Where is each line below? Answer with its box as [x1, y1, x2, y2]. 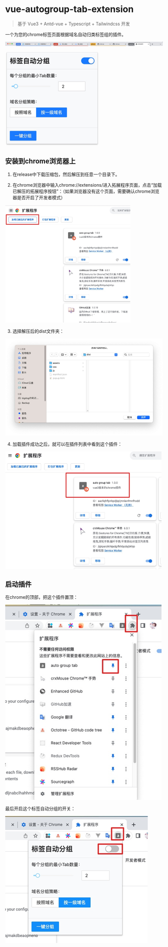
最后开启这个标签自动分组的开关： [5, 805, 75, 811]
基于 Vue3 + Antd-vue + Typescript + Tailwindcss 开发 [17, 21, 130, 27]
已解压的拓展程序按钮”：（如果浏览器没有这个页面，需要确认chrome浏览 [12, 188, 160, 194]
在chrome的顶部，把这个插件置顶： [5, 594, 78, 600]
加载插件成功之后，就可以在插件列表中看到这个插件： [12, 441, 122, 447]
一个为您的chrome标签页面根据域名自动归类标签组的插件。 [5, 31, 126, 37]
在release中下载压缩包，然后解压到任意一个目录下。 [12, 171, 120, 177]
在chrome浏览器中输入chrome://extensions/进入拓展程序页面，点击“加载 [12, 182, 162, 188]
